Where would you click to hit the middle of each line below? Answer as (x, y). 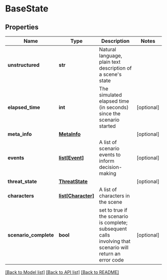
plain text (110, 62)
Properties (22, 27)
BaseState (27, 9)
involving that (115, 241)
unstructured (24, 65)
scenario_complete (31, 235)
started (107, 126)
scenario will (114, 247)
